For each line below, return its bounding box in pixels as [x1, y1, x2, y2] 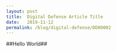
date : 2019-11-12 [6, 19, 54, 25]
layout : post [6, 8, 38, 14]
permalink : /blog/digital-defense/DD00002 [6, 24, 111, 31]
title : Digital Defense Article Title [6, 14, 104, 20]
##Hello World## [6, 40, 48, 47]
